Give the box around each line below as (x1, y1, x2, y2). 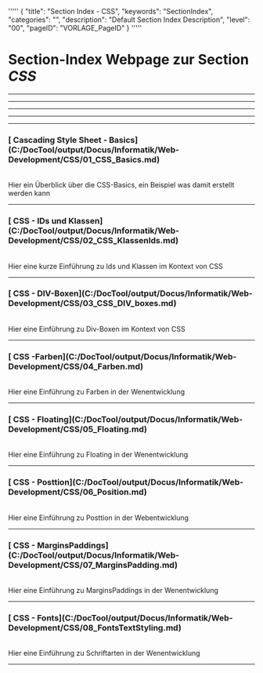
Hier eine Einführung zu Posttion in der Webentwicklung (8, 513, 189, 522)
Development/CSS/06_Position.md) (8, 486, 147, 497)
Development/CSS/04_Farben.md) (8, 361, 143, 372)
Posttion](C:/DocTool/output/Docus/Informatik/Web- (36, 477, 244, 488)
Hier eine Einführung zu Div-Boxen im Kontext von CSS (8, 324, 186, 333)
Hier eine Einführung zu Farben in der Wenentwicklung (8, 387, 186, 397)
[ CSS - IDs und (8, 216, 67, 227)
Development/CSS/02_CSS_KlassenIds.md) (8, 235, 178, 246)
